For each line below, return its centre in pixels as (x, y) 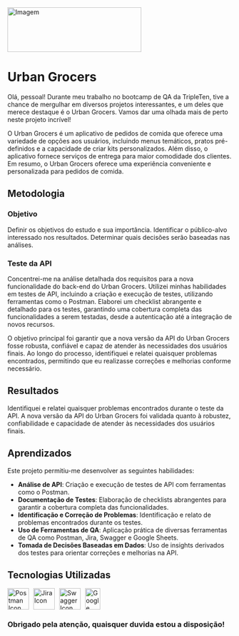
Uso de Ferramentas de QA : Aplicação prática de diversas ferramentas (122, 530)
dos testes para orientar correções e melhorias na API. (98, 552)
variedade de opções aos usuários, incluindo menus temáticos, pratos (111, 141)
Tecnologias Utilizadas (59, 575)
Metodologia (36, 194)
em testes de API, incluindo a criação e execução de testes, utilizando (110, 294)
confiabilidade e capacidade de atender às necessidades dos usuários (111, 423)
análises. (20, 245)
